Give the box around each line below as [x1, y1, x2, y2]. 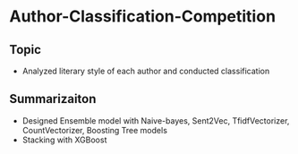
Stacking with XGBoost [21, 134, 107, 145]
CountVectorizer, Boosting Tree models [21, 124, 168, 135]
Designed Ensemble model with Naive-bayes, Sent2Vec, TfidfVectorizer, [21, 115, 290, 126]
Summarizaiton [9, 91, 97, 107]
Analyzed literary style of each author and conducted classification [21, 65, 270, 76]
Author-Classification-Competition [9, 6, 276, 27]
